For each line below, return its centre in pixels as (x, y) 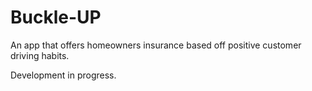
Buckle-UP (56, 17)
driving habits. (40, 55)
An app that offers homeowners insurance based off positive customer (156, 45)
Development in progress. (63, 75)
